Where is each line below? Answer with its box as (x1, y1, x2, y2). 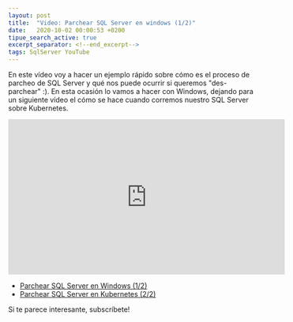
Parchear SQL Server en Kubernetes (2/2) (19, 290, 156, 298)
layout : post (8, 11, 51, 20)
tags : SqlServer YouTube (8, 48, 90, 56)
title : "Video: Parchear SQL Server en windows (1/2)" (8, 19, 196, 27)
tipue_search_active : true (8, 33, 97, 42)
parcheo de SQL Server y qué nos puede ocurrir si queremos (8, 78, 207, 88)
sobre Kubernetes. (8, 103, 69, 113)
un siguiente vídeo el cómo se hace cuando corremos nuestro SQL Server (8, 95, 249, 104)
